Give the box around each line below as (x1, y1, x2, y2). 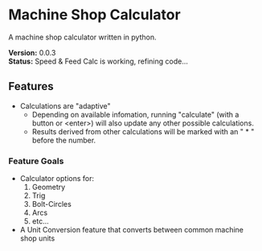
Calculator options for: (19, 174, 95, 183)
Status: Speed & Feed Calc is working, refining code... (8, 56, 189, 66)
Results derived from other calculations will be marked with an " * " (31, 126, 255, 136)
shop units (19, 233, 55, 243)
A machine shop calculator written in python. (8, 32, 157, 42)
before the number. (31, 135, 96, 145)
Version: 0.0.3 (8, 47, 56, 57)
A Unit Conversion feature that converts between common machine (19, 225, 244, 235)
